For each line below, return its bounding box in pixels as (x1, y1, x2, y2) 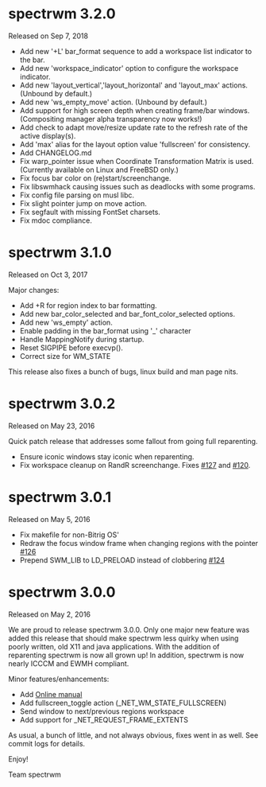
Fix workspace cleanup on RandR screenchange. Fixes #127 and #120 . (19, 460, 251, 469)
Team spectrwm (8, 769, 62, 779)
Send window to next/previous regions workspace (19, 706, 185, 716)
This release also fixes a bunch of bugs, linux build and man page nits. (8, 367, 238, 376)
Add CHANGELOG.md (19, 148, 92, 158)
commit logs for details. (8, 738, 86, 748)
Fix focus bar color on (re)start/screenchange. (19, 173, 172, 183)
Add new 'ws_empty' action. (19, 318, 113, 327)
